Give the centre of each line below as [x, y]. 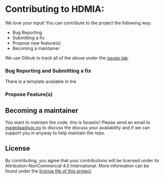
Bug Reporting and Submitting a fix [48, 70]
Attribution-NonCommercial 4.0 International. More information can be [77, 166]
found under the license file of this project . [49, 171]
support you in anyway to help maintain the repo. [55, 133]
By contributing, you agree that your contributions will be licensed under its [82, 160]
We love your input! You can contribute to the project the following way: [79, 23]
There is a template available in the [41, 82]
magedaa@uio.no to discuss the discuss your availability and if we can [78, 127]
